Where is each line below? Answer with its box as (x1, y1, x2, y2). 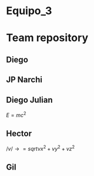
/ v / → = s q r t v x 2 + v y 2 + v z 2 (6, 144, 75, 152)
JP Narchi (6, 75, 43, 85)
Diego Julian (6, 94, 53, 105)
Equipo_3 (6, 4, 52, 18)
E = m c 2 (6, 110, 26, 119)
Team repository (6, 31, 89, 45)
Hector (6, 129, 32, 139)
